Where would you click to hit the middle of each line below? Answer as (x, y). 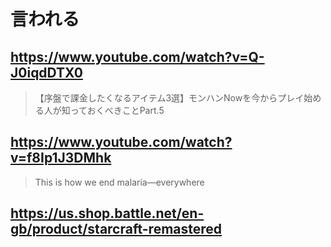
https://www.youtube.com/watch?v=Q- (137, 56)
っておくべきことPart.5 (117, 110)
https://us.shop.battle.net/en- (107, 213)
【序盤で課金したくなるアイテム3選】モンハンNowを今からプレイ (169, 98)
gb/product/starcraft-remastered (116, 229)
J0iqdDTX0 (47, 72)
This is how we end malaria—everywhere (119, 182)
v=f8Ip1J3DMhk (61, 158)
